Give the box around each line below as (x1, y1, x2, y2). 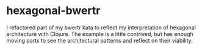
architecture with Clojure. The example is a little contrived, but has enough (6, 30, 193, 37)
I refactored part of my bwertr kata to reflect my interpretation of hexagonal (6, 24, 197, 31)
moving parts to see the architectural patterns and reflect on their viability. (6, 37, 193, 44)
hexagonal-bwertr (6, 4, 101, 18)
